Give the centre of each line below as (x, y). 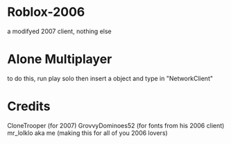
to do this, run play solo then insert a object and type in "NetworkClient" (110, 78)
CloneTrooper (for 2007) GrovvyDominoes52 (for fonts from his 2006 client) (116, 125)
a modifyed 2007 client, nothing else (60, 31)
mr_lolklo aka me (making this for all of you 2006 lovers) (87, 133)
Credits (29, 106)
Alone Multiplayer (60, 59)
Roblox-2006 (46, 12)
